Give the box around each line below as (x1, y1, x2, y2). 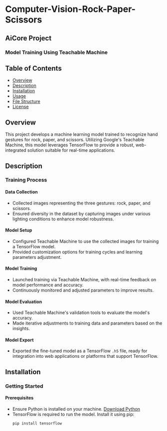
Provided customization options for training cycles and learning (12, 249, 143, 255)
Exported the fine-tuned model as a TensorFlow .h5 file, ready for (12, 348, 148, 354)
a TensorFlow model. (12, 243, 56, 249)
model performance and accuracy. (12, 282, 84, 288)
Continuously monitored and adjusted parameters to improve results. (12, 287, 154, 293)
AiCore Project (5, 34, 52, 42)
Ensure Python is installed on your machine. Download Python (12, 406, 141, 412)
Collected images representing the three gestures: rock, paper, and (12, 200, 151, 206)
